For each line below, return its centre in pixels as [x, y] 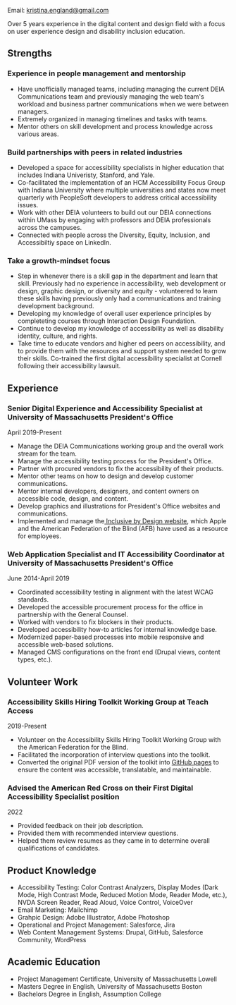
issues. [28, 205]
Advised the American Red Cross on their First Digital [100, 788]
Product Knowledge [52, 870]
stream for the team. [47, 453]
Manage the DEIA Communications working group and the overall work [120, 446]
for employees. [39, 536]
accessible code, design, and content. [73, 498]
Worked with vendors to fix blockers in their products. [95, 622]
